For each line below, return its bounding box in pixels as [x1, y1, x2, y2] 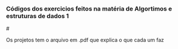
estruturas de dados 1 [6, 12, 69, 20]
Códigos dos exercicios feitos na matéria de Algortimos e [6, 5, 172, 13]
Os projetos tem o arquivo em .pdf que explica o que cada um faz [6, 37, 165, 44]
